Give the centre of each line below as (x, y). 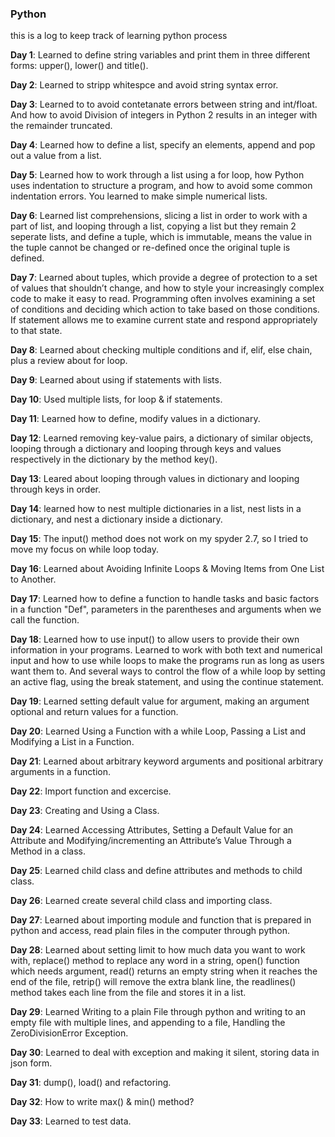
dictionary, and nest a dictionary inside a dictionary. (116, 519)
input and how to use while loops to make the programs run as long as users (167, 661)
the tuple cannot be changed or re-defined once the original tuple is (150, 248)
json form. (31, 1063)
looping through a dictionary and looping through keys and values (146, 449)
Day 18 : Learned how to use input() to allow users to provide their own (155, 639)
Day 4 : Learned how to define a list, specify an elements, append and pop (163, 145)
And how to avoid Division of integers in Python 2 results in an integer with (164, 115)
